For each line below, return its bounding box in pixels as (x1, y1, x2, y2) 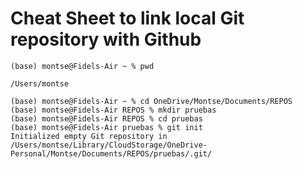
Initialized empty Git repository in (10, 131, 168, 141)
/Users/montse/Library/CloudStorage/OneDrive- (10, 140, 208, 150)
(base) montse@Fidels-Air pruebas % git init (10, 122, 203, 132)
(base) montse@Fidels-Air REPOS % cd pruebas (10, 113, 203, 124)
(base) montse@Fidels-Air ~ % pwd (10, 61, 155, 71)
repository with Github (10, 28, 202, 51)
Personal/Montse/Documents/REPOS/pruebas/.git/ (10, 148, 213, 159)
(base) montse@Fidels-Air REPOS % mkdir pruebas (10, 105, 217, 115)
